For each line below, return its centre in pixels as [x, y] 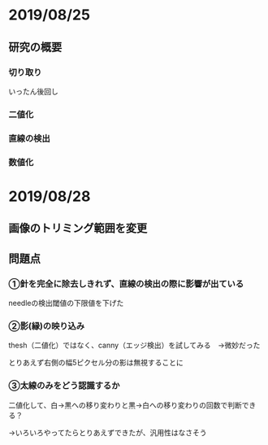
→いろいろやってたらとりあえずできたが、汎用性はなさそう [108, 432]
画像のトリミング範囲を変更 [78, 228]
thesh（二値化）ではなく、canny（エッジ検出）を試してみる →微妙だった [134, 345]
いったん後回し [33, 91]
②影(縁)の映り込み [47, 325]
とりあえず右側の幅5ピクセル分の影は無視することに [96, 363]
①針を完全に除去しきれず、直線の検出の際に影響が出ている [126, 284]
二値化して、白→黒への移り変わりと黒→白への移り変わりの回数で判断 [125, 405]
